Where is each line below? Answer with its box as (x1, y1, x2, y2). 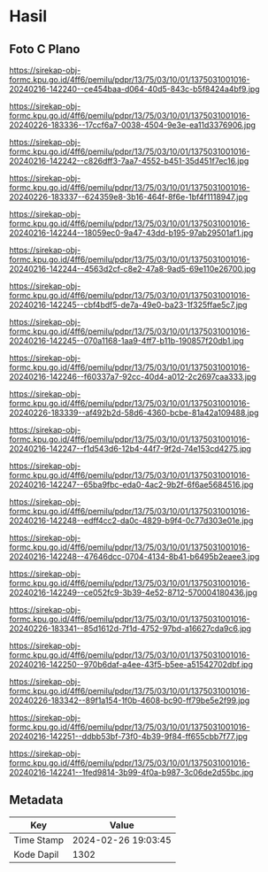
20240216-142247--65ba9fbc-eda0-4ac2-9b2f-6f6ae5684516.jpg (9, 480, 254, 490)
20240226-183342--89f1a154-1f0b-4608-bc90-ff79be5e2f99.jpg (9, 695, 250, 706)
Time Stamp (13, 834, 65, 846)
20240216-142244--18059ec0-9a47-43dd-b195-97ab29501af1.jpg (9, 228, 254, 238)
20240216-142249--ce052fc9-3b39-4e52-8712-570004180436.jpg (9, 587, 258, 598)
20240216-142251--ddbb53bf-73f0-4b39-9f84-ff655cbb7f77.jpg (9, 731, 248, 741)
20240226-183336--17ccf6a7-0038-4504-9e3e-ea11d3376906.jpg (9, 120, 257, 130)
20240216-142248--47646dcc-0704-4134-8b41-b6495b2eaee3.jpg (9, 552, 260, 561)
